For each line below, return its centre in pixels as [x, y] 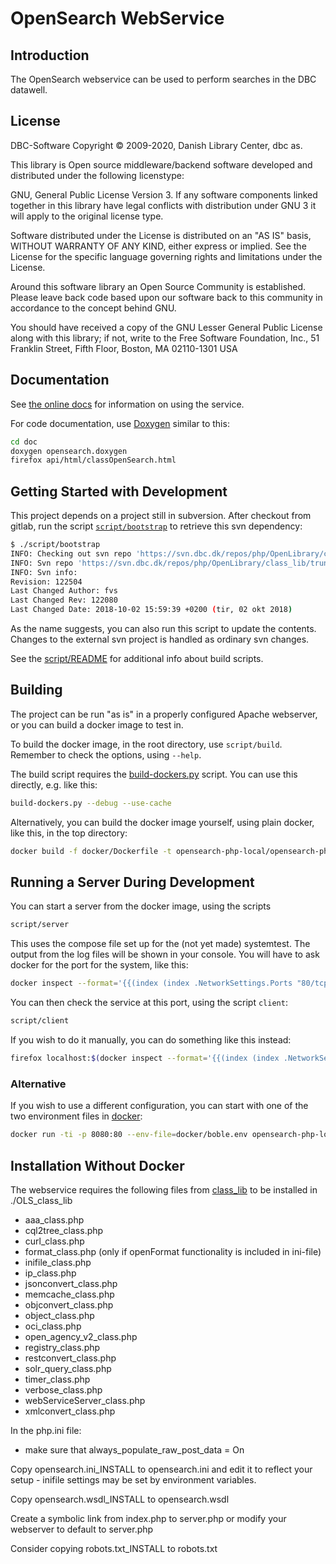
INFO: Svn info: [44, 572]
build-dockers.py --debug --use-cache [91, 803]
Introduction [50, 55]
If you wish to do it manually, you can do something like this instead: [151, 1040]
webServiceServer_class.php [85, 1400]
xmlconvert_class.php [70, 1411]
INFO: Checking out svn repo [71, 553]
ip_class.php [50, 1273]
